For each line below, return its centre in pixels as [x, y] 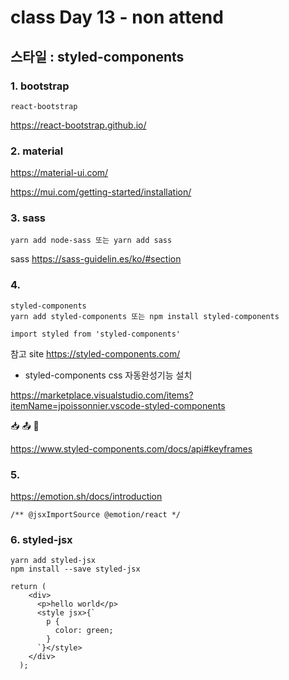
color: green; [84, 631]
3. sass [28, 218]
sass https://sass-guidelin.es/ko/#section [96, 259]
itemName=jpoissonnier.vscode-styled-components [118, 405]
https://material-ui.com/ [59, 173]
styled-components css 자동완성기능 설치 [108, 375]
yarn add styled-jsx [53, 561]
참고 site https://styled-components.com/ [95, 353]
